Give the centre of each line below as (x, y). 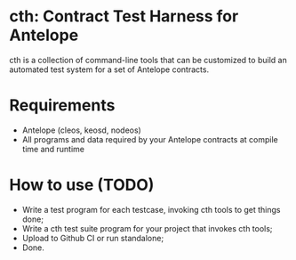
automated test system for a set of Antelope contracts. (109, 69)
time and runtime (53, 149)
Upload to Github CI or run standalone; (93, 238)
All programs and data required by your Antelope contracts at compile (150, 139)
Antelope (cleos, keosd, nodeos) (82, 130)
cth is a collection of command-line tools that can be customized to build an (148, 60)
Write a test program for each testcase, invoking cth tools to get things (151, 209)
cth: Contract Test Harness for (124, 16)
